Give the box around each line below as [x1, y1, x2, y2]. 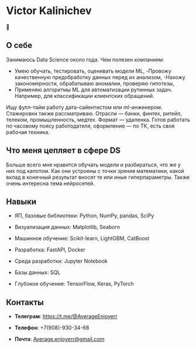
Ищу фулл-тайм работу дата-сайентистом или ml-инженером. [6, 104, 163, 111]
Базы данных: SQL [14, 269, 61, 276]
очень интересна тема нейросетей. [6, 180, 95, 187]
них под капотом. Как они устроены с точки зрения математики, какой [6, 167, 184, 174]
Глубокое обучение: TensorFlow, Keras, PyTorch [14, 280, 134, 288]
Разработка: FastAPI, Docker [14, 246, 86, 253]
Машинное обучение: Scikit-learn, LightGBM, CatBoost [14, 235, 150, 242]
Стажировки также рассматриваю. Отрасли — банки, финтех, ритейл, [6, 110, 183, 117]
